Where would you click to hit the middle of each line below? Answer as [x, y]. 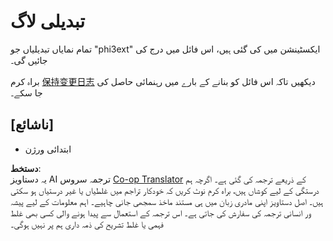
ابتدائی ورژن [48, 149]
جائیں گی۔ [29, 60]
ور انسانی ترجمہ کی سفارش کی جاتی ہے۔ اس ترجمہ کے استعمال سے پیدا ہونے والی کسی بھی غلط [161, 212]
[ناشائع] [32, 125]
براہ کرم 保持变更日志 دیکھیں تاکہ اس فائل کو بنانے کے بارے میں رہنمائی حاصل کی [163, 81]
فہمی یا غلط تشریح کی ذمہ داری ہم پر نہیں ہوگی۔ [87, 224]
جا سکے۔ [26, 92]
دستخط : [26, 168]
